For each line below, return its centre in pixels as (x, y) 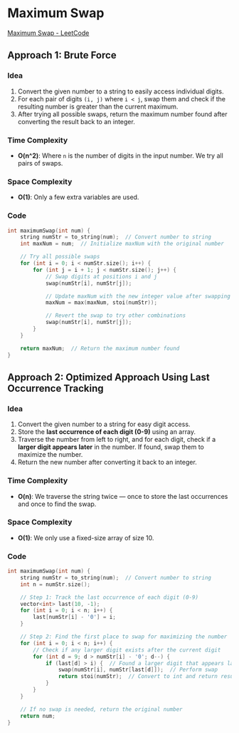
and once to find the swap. (57, 504)
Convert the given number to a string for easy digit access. (104, 424)
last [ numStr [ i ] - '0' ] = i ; (74, 617)
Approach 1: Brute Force (62, 55)
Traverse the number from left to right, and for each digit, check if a (117, 440)
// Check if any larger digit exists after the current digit (127, 650)
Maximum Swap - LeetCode (48, 33)
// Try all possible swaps (60, 257)
